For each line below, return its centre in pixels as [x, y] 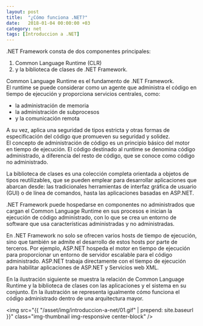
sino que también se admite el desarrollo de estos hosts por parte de [92, 242]
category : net [24, 29]
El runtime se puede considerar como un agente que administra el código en [101, 87]
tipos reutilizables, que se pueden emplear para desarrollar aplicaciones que [101, 180]
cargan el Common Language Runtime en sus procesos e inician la [89, 211]
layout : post [23, 12]
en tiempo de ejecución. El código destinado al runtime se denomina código [101, 149]
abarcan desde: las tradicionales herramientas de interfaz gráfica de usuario [101, 187]
